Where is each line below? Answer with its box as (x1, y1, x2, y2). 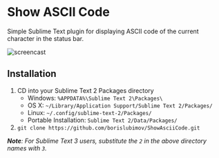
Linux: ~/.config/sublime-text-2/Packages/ (27, 108, 152, 116)
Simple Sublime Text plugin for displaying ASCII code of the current (7, 27, 199, 35)
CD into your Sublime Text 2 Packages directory (17, 86, 154, 94)
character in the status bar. (7, 34, 84, 42)
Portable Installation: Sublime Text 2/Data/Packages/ (27, 116, 178, 124)
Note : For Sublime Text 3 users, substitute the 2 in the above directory (7, 137, 207, 145)
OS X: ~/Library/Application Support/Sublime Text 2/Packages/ (27, 101, 213, 109)
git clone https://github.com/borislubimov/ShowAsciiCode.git (17, 124, 200, 132)
